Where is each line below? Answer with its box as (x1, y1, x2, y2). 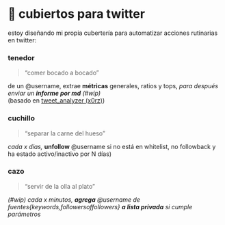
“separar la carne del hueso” (24, 129, 105, 137)
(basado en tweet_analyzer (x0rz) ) (8, 96, 105, 105)
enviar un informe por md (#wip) (8, 89, 101, 98)
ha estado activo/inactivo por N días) (8, 150, 112, 158)
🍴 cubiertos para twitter (8, 6, 146, 22)
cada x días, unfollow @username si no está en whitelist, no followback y (8, 142, 216, 150)
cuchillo (8, 114, 35, 123)
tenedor (8, 53, 35, 62)
